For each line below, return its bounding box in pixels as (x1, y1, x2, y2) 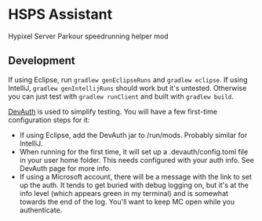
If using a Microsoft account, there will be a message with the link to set (19, 172, 253, 181)
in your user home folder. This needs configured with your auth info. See (19, 155, 255, 165)
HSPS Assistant (8, 5, 112, 24)
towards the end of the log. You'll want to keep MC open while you (19, 197, 235, 206)
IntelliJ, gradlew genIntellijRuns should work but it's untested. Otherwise (8, 83, 247, 92)
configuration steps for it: (8, 115, 90, 125)
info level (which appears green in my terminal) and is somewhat (19, 188, 229, 197)
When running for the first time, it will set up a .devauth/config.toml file (19, 147, 249, 156)
